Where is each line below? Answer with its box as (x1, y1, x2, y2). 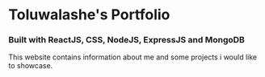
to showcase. (8, 61, 53, 71)
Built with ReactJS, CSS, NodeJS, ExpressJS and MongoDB (8, 34, 245, 46)
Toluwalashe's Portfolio (8, 6, 170, 24)
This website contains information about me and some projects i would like (8, 52, 257, 62)
